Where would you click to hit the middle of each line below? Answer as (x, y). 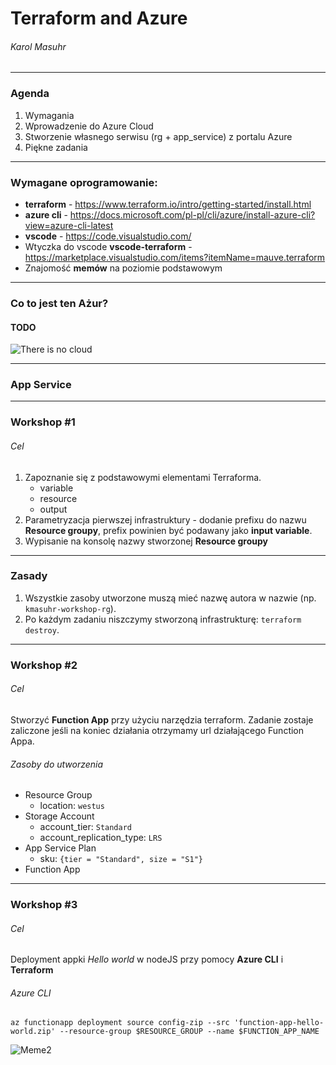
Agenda (30, 94)
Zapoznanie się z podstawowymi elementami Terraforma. (143, 477)
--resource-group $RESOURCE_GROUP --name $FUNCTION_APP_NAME (189, 1032)
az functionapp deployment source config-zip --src (120, 1023)
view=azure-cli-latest (69, 225)
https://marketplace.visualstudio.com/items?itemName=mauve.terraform (175, 257)
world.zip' (33, 1032)
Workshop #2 (44, 665)
